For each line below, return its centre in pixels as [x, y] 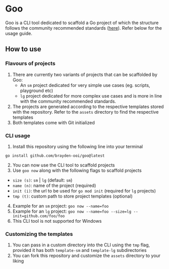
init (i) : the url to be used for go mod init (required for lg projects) [84, 191]
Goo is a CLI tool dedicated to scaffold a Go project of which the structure [82, 23]
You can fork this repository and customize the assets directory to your [86, 256]
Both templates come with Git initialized [53, 122]
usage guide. [19, 33]
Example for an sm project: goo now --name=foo [61, 206]
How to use [23, 49]
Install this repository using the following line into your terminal [77, 146]
